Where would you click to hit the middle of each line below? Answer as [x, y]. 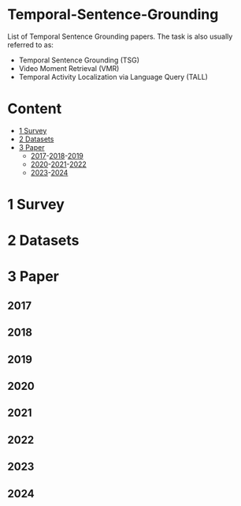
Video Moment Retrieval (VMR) [69, 68]
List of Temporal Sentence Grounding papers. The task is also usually [120, 36]
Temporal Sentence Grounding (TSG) [79, 60]
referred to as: [31, 44]
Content [35, 109]
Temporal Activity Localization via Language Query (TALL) [113, 77]
